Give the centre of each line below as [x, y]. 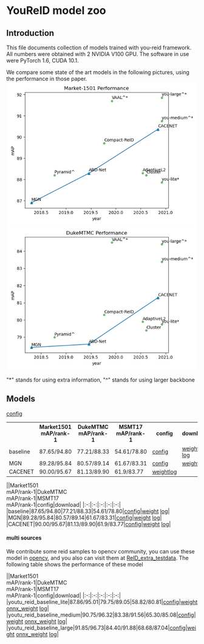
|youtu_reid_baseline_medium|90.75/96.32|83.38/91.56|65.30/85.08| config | [101, 615]
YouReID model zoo [56, 11]
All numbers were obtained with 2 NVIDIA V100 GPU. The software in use [98, 54]
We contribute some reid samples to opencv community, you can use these [101, 551]
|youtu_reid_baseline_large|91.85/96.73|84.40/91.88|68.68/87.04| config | [97, 628]
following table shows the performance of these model [75, 564]
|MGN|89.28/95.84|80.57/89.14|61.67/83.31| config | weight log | [84, 518]
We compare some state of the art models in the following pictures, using [98, 72]
